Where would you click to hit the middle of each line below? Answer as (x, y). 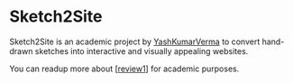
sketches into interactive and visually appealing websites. (142, 51)
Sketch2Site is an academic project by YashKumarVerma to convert (135, 41)
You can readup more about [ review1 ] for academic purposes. (124, 69)
